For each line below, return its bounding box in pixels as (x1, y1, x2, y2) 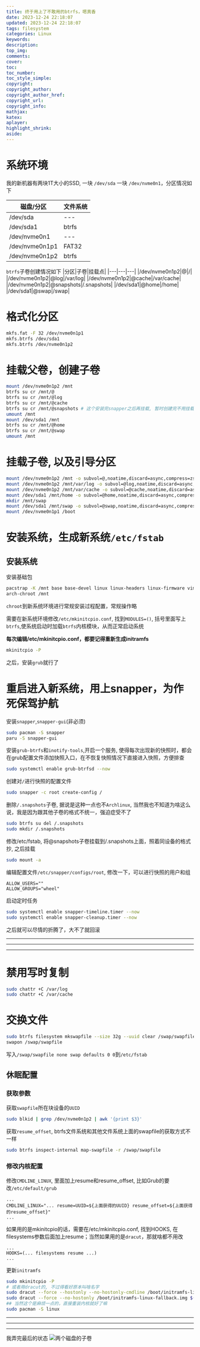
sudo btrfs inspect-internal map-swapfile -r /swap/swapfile (6, 1147, 161, 1153)
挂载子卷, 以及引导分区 (6, 455, 117, 469)
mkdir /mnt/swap (6, 498, 46, 504)
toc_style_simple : (6, 75, 52, 81)
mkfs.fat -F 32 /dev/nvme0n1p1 (6, 330, 84, 336)
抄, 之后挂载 (6, 845, 36, 852)
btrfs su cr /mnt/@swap (6, 428, 65, 434)
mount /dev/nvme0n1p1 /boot (6, 509, 76, 515)
